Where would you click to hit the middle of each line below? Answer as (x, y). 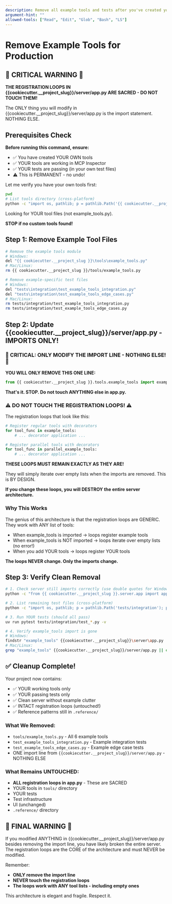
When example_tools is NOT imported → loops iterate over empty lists (86, 540)
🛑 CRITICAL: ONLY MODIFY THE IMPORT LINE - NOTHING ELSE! (86, 355)
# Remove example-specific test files (47, 280)
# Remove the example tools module (43, 251)
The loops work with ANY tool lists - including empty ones (76, 886)
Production (29, 56)
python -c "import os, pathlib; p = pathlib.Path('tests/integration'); (84, 608)
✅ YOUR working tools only (41, 688)
